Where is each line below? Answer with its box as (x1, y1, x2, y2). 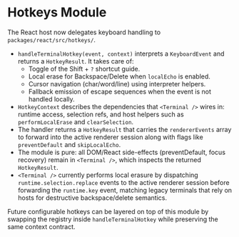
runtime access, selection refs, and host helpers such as (17, 110, 184, 118)
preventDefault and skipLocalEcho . (17, 140, 121, 148)
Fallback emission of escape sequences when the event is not (28, 87, 212, 96)
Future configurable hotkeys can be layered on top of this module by (7, 207, 209, 216)
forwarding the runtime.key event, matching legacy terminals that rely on (17, 186, 233, 194)
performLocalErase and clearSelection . (17, 117, 134, 126)
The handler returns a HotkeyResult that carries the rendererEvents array (17, 125, 232, 133)
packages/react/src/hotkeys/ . (7, 35, 96, 44)
